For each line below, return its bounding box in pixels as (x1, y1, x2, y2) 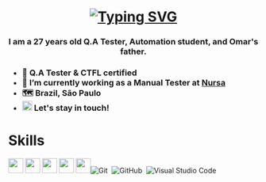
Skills (8, 131, 45, 150)
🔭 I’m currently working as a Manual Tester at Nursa (21, 78, 226, 89)
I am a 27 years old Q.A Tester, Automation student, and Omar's (8, 36, 259, 47)
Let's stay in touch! (33, 103, 110, 114)
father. (120, 46, 147, 57)
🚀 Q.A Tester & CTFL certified (21, 67, 137, 78)
